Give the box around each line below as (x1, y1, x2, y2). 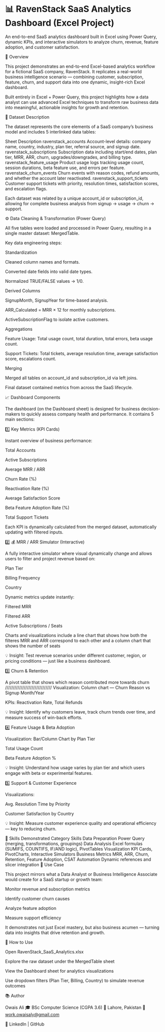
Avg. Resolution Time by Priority (5, 801, 70, 807)
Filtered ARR (5, 613, 31, 619)
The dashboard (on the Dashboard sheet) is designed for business (5, 405, 140, 411)
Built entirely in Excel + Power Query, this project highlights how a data (5, 94, 149, 100)
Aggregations (5, 326, 33, 332)
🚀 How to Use (5, 939, 33, 945)
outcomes (5, 983, 26, 988)
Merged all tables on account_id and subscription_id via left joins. (5, 375, 138, 381)
